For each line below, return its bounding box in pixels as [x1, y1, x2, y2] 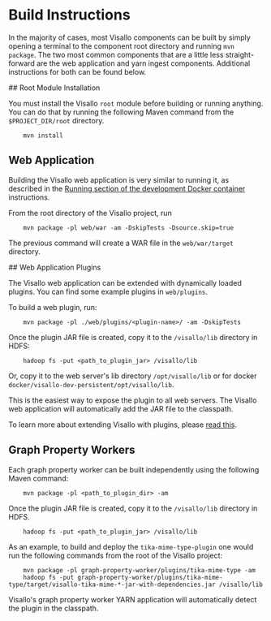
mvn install [23, 132, 63, 140]
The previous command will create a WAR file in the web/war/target [8, 238, 234, 248]
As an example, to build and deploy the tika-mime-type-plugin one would [8, 541, 254, 551]
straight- [225, 50, 254, 59]
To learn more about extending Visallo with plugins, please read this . [8, 420, 238, 429]
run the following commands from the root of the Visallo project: [8, 550, 223, 560]
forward [8, 58, 35, 68]
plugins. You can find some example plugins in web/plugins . [8, 287, 209, 296]
